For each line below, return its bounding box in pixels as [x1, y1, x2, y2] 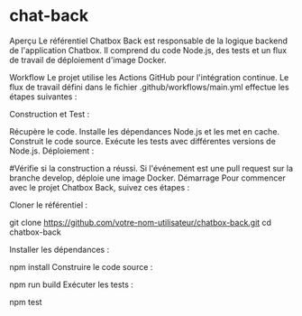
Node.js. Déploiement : [9, 145, 95, 156]
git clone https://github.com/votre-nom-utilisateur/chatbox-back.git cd [9, 217, 272, 228]
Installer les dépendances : [9, 244, 110, 255]
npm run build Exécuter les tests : [9, 279, 133, 290]
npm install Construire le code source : [9, 261, 153, 272]
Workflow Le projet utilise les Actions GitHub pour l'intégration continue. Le [9, 71, 289, 82]
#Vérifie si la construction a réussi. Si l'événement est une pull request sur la [9, 163, 294, 173]
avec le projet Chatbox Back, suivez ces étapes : [9, 181, 190, 192]
